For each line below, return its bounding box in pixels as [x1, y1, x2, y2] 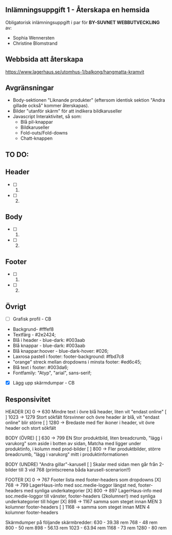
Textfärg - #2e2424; [12, 332, 56, 338]
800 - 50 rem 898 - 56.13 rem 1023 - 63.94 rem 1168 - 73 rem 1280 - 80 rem [5, 525, 167, 531]
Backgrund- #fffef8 [12, 326, 54, 332]
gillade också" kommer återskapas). [12, 103, 89, 109]
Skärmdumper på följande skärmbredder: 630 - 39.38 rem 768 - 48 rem [5, 520, 158, 526]
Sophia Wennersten [12, 34, 55, 41]
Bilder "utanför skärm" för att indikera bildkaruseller [12, 108, 122, 114]
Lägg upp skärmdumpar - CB [12, 380, 75, 386]
